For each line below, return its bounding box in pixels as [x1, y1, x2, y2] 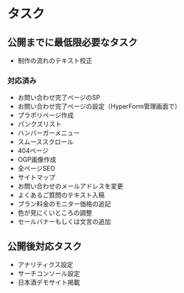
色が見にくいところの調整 [17, 209, 93, 217]
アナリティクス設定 [17, 260, 74, 269]
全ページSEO [17, 164, 55, 173]
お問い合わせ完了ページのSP [17, 93, 100, 102]
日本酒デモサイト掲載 [17, 278, 80, 287]
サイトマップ [17, 173, 55, 182]
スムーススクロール [17, 138, 74, 146]
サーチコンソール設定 [17, 270, 80, 278]
